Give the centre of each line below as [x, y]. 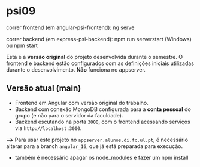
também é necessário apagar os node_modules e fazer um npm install [101, 157]
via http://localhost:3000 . [48, 128]
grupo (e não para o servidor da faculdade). [69, 115]
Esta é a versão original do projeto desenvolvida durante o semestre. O [95, 57]
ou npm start [22, 45]
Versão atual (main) [44, 89]
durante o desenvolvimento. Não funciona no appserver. [76, 69]
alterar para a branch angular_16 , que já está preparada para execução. [95, 146]
